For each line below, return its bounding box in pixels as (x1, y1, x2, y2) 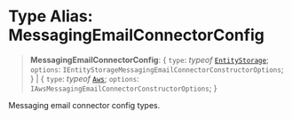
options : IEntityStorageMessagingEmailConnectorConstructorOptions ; (29, 64, 284, 75)
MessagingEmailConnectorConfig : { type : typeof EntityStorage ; (29, 54, 270, 65)
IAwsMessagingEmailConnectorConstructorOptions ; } (29, 83, 218, 93)
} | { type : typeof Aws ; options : (29, 73, 139, 83)
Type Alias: (8, 6, 94, 27)
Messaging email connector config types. (8, 99, 161, 110)
